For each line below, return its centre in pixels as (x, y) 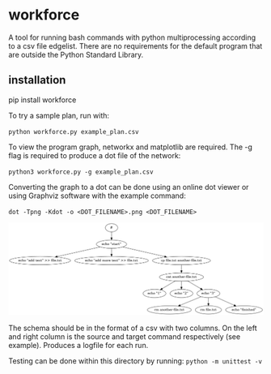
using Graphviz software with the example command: (97, 196)
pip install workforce (42, 100)
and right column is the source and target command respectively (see (125, 337)
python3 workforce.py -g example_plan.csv (81, 172)
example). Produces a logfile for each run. (78, 346)
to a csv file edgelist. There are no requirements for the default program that (135, 45)
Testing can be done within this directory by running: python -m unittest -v (135, 361)
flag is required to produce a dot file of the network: (95, 155)
